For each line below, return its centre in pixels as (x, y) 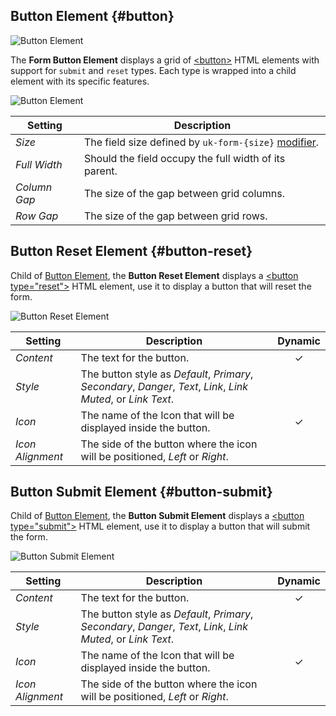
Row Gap (37, 216)
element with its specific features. (80, 81)
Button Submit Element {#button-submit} (141, 492)
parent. (100, 171)
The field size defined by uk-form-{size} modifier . (201, 142)
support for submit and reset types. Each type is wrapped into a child (153, 70)
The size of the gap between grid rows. (175, 216)
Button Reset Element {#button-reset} (131, 251)
